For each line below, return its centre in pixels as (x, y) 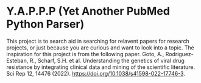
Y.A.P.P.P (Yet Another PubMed (88, 11)
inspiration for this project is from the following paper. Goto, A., (85, 54)
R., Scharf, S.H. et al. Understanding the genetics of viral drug (107, 60)
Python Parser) (45, 24)
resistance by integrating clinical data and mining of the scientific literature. (101, 67)
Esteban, (17, 60)
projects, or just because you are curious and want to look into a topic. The (100, 48)
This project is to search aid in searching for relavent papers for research (98, 41)
